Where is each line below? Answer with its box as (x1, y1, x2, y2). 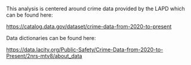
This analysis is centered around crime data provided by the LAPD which (6, 5, 185, 12)
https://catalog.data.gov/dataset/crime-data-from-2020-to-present (6, 23, 172, 30)
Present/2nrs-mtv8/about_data (6, 52, 82, 59)
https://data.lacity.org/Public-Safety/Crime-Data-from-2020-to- (6, 46, 164, 53)
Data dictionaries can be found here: (6, 35, 96, 41)
